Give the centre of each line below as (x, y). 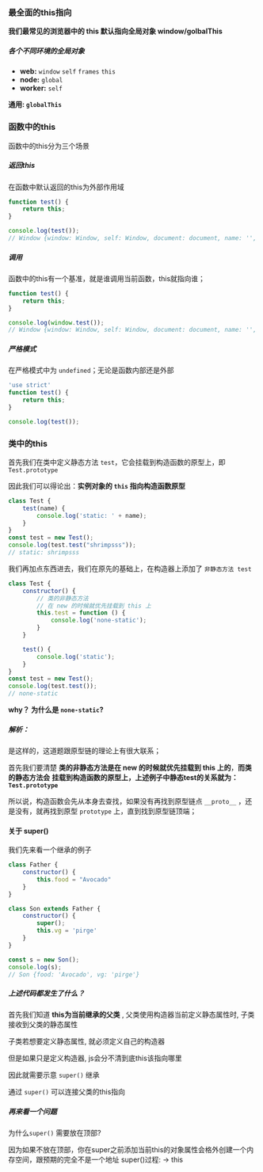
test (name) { (44, 508)
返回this (22, 166)
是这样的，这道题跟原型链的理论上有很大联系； (84, 751)
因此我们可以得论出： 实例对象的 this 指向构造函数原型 (97, 485)
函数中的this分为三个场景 (49, 146)
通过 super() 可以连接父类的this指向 (67, 1092)
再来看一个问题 (32, 1111)
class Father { (33, 865)
